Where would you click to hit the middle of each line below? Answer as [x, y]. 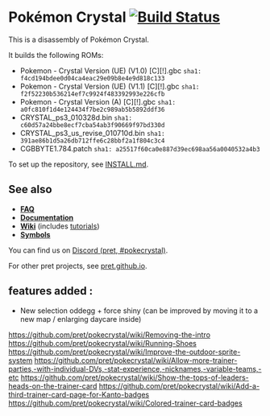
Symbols [35, 234]
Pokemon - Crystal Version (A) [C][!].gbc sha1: [98, 101]
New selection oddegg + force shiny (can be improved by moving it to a [139, 311]
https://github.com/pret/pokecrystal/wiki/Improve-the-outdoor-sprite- [125, 352]
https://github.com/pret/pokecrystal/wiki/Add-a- [179, 385]
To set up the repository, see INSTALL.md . [79, 164]
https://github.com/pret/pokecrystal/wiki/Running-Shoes [103, 343]
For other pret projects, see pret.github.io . [78, 266]
